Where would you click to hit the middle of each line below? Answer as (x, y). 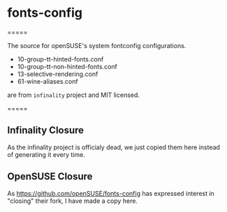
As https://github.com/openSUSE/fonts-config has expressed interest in (111, 193)
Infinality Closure (46, 130)
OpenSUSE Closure (50, 177)
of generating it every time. (46, 154)
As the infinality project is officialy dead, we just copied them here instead (113, 147)
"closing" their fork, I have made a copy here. (73, 201)
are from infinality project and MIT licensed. (73, 95)
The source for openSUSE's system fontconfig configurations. (97, 45)
